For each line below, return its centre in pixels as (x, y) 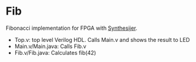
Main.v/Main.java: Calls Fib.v (50, 46)
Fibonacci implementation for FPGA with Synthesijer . (72, 28)
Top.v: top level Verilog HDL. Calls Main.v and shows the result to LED (102, 40)
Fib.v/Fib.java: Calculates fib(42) (55, 52)
